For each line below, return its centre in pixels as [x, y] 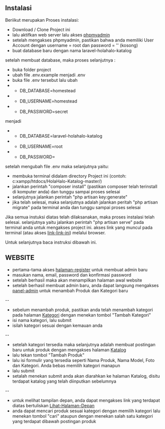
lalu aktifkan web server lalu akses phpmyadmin [61, 35]
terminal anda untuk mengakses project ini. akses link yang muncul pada [79, 227]
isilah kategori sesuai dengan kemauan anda [57, 325]
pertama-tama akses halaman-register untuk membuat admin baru [80, 269]
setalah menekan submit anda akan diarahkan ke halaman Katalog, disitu [86, 376]
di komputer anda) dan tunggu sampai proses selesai [66, 191]
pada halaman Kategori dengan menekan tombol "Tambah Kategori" [82, 315]
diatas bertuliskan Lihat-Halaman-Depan [53, 405]
